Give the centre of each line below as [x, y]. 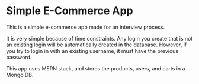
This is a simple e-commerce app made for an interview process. [85, 27]
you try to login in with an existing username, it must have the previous [92, 51]
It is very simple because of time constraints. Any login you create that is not [99, 38]
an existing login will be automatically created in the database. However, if [97, 45]
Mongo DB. [20, 75]
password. [19, 57]
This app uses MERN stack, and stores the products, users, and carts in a [96, 68]
